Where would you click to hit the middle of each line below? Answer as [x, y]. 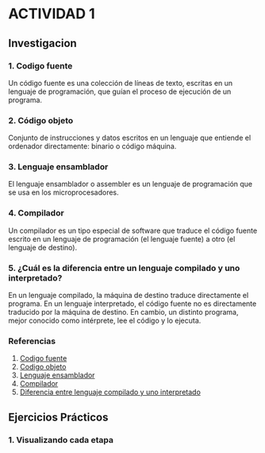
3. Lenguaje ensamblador [58, 167]
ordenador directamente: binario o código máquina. [92, 146]
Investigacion [42, 43]
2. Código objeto [41, 120]
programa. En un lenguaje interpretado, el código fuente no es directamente [132, 304]
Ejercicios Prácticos [58, 417]
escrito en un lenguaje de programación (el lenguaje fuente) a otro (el [122, 238]
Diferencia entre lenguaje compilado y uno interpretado [110, 392]
